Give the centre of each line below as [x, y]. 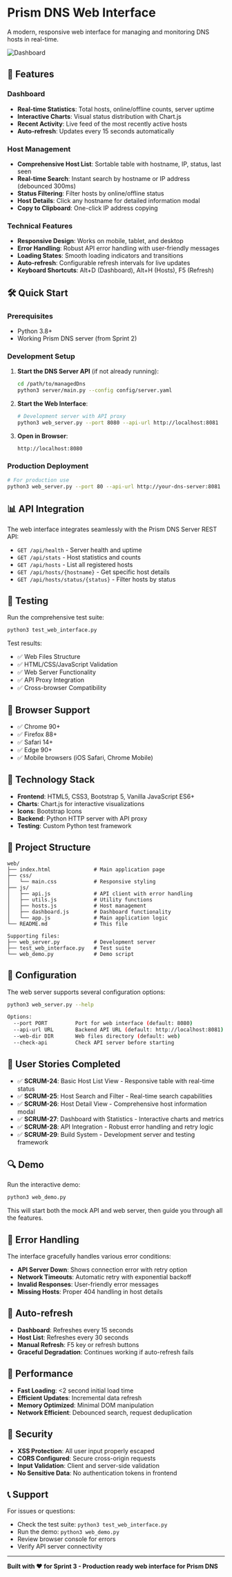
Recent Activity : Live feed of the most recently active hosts [102, 124]
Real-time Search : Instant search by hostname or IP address [104, 178]
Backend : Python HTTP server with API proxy [82, 818]
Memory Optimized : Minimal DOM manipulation [85, 1405]
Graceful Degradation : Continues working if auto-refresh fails [105, 1352]
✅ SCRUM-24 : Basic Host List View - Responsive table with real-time [116, 1081]
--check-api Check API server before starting [94, 1042]
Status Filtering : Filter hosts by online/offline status [90, 193]
